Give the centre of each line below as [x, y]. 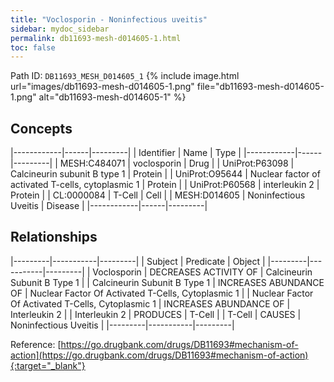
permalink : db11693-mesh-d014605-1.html [96, 38]
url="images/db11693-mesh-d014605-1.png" [102, 87]
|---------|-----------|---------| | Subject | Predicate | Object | [138, 261]
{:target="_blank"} [48, 365]
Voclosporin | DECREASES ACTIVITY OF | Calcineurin [202, 272]
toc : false [33, 47]
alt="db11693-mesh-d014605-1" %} [112, 97]
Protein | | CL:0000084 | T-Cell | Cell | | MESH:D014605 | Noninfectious [158, 195]
